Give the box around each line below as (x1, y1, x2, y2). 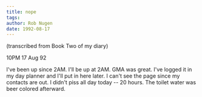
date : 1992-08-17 (6, 25, 50, 32)
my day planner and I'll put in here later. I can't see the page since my (6, 72, 180, 79)
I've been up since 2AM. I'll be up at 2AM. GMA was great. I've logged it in (6, 66, 192, 73)
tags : (6, 15, 20, 21)
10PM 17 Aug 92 (6, 54, 47, 61)
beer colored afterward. (6, 85, 66, 93)
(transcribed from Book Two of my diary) (6, 42, 109, 50)
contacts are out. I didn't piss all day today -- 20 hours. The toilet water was (6, 79, 196, 86)
